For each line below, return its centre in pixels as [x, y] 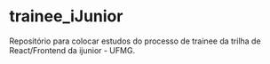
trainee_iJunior [66, 16]
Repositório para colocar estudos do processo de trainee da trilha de [135, 41]
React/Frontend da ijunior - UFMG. [72, 50]
